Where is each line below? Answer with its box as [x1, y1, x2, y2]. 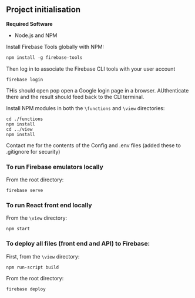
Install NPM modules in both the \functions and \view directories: [6, 104, 165, 111]
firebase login [6, 77, 43, 82]
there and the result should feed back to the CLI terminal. [6, 93, 144, 100]
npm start [6, 226, 31, 232]
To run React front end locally [6, 201, 92, 209]
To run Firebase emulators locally [6, 163, 104, 171]
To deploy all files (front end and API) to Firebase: [6, 240, 150, 248]
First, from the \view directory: [6, 253, 80, 260]
